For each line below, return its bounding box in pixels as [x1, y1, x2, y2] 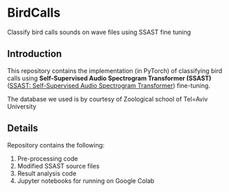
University [7, 102, 37, 111]
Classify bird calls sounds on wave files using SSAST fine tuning [7, 28, 192, 36]
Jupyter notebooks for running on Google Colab [17, 176, 155, 185]
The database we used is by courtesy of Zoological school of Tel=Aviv [7, 95, 208, 103]
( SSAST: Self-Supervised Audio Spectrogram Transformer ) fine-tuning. [7, 81, 210, 90]
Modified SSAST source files [17, 161, 100, 170]
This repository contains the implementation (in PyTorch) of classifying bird [7, 66, 223, 74]
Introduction [7, 48, 62, 60]
